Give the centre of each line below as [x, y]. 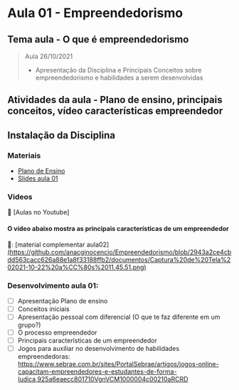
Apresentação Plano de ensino [63, 300]
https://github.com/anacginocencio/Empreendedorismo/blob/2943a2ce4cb [121, 252]
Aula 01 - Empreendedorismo [95, 13]
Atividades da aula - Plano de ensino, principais [115, 100]
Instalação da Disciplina [62, 135]
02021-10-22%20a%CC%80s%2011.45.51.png [76, 267]
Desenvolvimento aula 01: [53, 286]
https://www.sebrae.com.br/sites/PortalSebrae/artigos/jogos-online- [118, 364]
